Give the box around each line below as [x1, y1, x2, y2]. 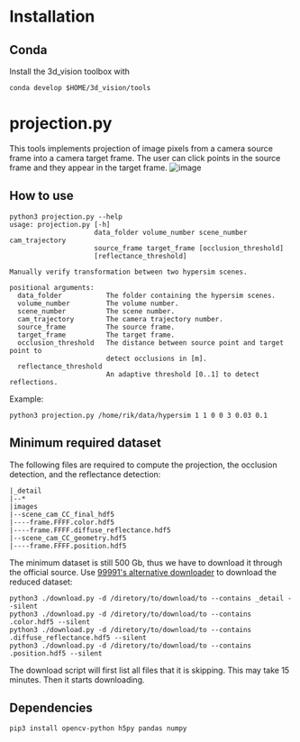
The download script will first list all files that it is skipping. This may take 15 [9, 665, 290, 675]
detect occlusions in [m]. [105, 354, 207, 363]
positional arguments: [9, 283, 95, 292]
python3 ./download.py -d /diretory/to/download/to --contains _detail [9, 593, 284, 602]
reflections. [9, 377, 59, 386]
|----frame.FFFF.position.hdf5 [9, 541, 127, 550]
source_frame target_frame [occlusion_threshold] [94, 243, 284, 253]
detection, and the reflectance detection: [9, 468, 161, 479]
